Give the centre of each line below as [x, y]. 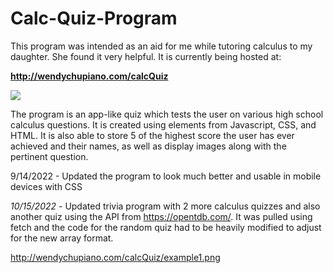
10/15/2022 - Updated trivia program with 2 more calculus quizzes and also [165, 206]
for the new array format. [62, 238]
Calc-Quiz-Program [94, 18]
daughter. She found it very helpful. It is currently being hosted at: [146, 56]
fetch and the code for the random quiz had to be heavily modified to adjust [166, 227]
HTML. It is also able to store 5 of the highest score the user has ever [152, 135]
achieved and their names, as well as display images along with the [148, 146]
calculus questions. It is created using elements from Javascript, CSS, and [163, 124]
